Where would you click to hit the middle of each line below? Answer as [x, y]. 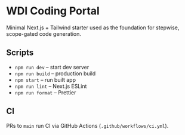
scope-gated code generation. [44, 33]
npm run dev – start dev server [52, 67]
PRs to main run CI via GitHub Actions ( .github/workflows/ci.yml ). [87, 125]
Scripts [20, 53]
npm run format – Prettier [45, 92]
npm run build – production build [55, 73]
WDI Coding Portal [53, 11]
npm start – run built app [45, 79]
